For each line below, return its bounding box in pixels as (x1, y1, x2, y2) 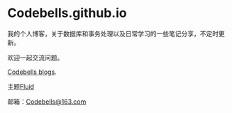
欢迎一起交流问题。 (7, 53, 64, 62)
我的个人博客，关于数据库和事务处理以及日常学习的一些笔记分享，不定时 (7, 29, 219, 38)
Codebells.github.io (7, 5, 127, 21)
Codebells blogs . (7, 68, 57, 76)
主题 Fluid (7, 82, 34, 90)
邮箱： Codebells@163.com (7, 97, 87, 106)
